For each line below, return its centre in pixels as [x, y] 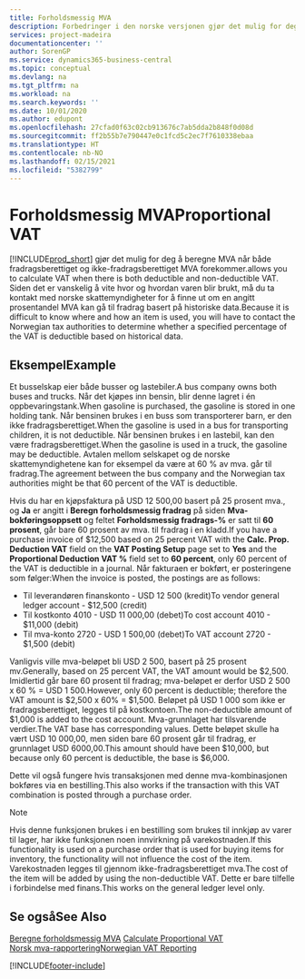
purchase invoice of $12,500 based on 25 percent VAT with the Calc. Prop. [149, 539]
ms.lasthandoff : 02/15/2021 [63, 161]
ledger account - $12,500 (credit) [85, 606]
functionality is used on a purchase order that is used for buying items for [147, 849]
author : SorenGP [40, 52]
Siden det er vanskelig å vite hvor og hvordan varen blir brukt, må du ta [142, 288]
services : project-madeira [60, 35]
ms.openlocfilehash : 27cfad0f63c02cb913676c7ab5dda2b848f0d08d [132, 128]
